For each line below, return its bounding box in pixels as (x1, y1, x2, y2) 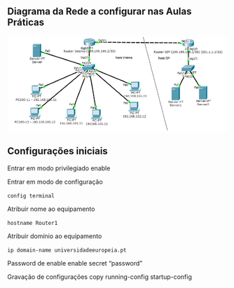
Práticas (7, 17, 44, 29)
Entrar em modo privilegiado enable (7, 164, 111, 172)
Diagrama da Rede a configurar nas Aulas (7, 6, 192, 18)
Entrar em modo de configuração (7, 177, 103, 186)
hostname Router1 (7, 219, 58, 226)
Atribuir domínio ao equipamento (7, 231, 102, 240)
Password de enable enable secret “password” (7, 259, 143, 267)
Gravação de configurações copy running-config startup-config (7, 273, 193, 281)
